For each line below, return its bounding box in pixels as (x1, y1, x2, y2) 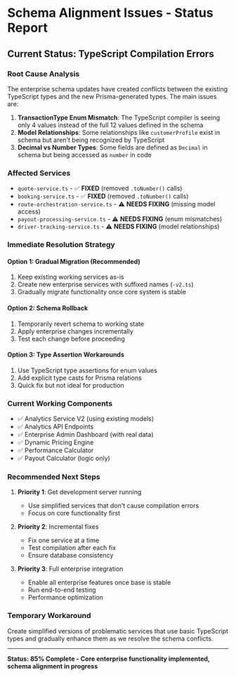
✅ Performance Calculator (17, 446, 94, 454)
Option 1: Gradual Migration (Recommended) (7, 257, 140, 265)
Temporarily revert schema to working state (17, 320, 145, 328)
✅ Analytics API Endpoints (17, 423, 94, 430)
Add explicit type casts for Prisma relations (17, 374, 142, 382)
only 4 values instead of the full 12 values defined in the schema (17, 121, 204, 129)
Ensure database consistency (27, 551, 114, 560)
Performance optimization (27, 593, 104, 602)
